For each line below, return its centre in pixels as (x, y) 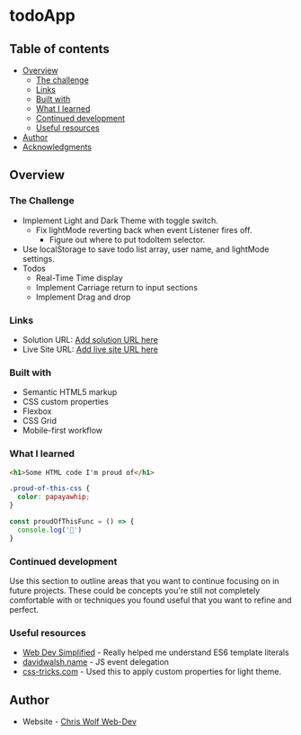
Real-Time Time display (79, 278)
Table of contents (59, 49)
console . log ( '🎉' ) (50, 530)
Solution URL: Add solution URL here (90, 339)
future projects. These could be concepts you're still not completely (135, 591)
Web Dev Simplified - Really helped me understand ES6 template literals (155, 652)
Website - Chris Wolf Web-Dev (80, 722)
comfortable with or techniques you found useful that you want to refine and (150, 600)
